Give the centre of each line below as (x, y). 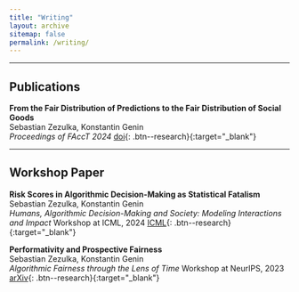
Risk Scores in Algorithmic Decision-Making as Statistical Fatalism (135, 194)
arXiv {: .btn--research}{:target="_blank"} (85, 278)
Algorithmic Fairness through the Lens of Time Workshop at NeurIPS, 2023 (147, 268)
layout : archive (39, 26)
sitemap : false (37, 34)
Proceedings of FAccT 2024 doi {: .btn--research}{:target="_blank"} (133, 137)
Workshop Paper (57, 173)
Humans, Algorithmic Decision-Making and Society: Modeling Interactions (145, 213)
